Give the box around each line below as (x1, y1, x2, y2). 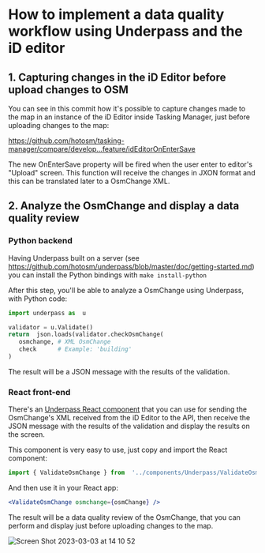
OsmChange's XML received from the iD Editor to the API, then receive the (8, 413, 251, 423)
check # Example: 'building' (18, 345, 132, 353)
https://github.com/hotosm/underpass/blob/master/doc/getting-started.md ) (8, 261, 255, 271)
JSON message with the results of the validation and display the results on (8, 421, 250, 431)
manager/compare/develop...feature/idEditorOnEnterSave (8, 145, 196, 153)
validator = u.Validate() (8, 323, 93, 331)
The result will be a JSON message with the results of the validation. (8, 367, 230, 376)
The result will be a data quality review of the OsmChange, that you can (8, 512, 241, 522)
